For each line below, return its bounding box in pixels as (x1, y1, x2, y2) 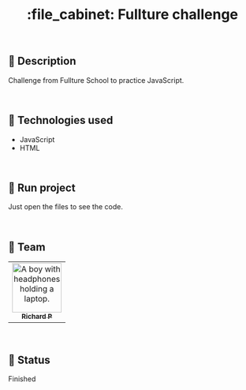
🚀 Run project (8, 181, 76, 194)
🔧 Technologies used (8, 114, 114, 127)
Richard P (21, 312, 53, 321)
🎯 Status (8, 353, 51, 366)
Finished (8, 374, 36, 384)
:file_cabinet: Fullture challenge (26, 6, 239, 24)
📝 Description (8, 54, 76, 68)
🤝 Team (8, 240, 46, 253)
